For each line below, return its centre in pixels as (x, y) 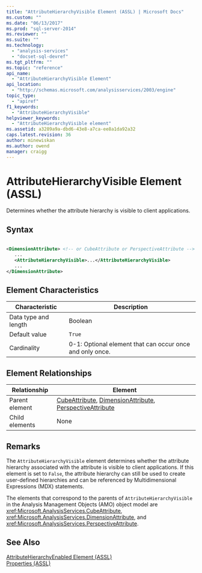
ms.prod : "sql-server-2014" (41, 29)
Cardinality (25, 348)
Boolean (80, 321)
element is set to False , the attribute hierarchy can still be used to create (96, 473)
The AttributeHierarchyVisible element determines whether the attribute (98, 461)
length (18, 325)
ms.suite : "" (23, 40)
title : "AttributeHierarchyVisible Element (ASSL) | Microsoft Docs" (95, 12)
